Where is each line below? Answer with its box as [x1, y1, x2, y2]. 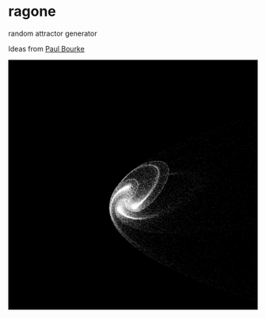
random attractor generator [8, 29, 97, 38]
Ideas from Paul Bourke [8, 44, 85, 53]
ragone [8, 2, 57, 21]
